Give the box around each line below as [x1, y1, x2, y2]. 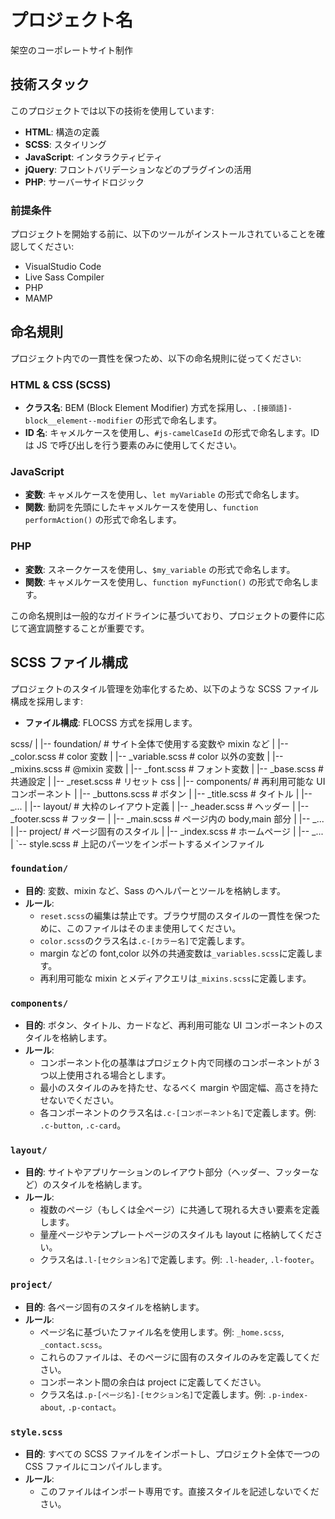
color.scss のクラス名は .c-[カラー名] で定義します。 [39, 934, 250, 946]
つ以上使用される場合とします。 [39, 1069, 172, 1081]
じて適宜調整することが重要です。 [10, 622, 150, 634]
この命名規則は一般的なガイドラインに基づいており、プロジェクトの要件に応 [10, 609, 325, 621]
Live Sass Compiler [24, 271, 105, 283]
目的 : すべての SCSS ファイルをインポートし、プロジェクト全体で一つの [24, 1448, 321, 1460]
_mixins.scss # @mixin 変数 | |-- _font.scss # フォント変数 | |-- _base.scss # [10, 762, 324, 775]
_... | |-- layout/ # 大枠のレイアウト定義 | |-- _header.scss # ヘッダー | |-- [10, 800, 310, 812]
